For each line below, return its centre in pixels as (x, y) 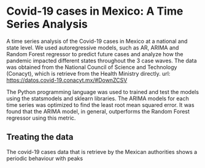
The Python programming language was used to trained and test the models (103, 92)
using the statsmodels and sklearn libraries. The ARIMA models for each (98, 98)
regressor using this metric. (41, 118)
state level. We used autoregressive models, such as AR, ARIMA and (93, 48)
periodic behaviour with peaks (45, 158)
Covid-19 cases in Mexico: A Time (95, 11)
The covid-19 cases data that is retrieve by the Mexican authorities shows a (102, 152)
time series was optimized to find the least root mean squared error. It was (100, 104)
